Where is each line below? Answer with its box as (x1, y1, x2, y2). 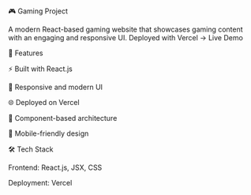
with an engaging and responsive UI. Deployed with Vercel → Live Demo (8, 33, 243, 42)
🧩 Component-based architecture (8, 114, 118, 122)
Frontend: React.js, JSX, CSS (8, 163, 103, 172)
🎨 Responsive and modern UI (8, 82, 103, 92)
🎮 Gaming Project (8, 6, 69, 16)
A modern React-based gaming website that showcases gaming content (8, 24, 243, 34)
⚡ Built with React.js (8, 64, 73, 73)
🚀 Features (8, 48, 43, 58)
